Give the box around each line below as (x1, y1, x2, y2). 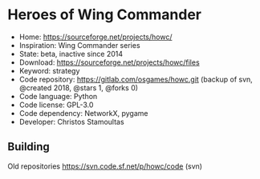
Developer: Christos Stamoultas (18, 117, 125, 126)
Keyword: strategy (18, 66, 80, 75)
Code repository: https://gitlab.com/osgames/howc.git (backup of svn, (18, 74, 254, 84)
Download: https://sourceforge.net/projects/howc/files (18, 58, 200, 67)
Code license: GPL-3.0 (18, 100, 94, 109)
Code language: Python (18, 91, 98, 101)
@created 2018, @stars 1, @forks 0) (18, 82, 138, 93)
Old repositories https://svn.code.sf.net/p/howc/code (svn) (7, 161, 202, 171)
